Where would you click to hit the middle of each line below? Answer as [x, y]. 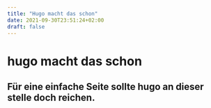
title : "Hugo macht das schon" [53, 14]
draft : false [26, 26]
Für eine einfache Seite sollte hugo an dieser [105, 87]
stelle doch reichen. [51, 97]
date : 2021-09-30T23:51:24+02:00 [56, 20]
